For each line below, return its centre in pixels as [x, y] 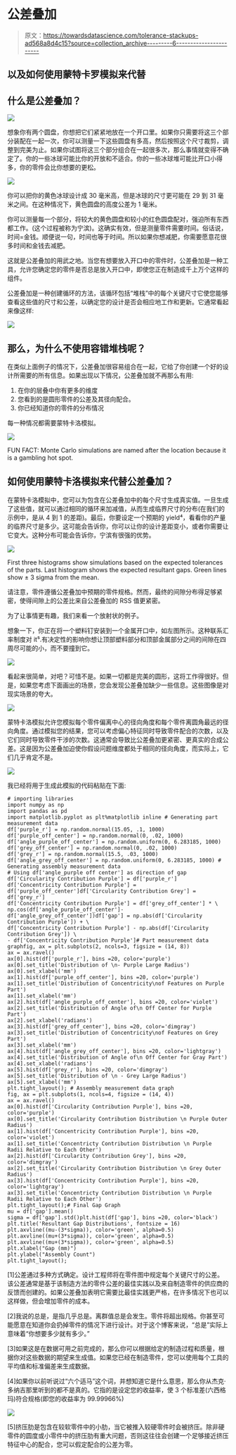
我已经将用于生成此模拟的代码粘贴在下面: [67, 785]
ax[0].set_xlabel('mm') [42, 971]
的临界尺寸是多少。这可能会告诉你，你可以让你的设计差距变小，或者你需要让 [118, 526]
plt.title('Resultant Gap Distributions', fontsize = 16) [94, 1223]
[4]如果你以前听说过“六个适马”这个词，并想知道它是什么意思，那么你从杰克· [117, 1381]
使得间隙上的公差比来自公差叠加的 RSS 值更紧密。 [92, 600]
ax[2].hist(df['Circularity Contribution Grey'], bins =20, [97, 1156]
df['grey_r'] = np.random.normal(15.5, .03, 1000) [83, 854]
